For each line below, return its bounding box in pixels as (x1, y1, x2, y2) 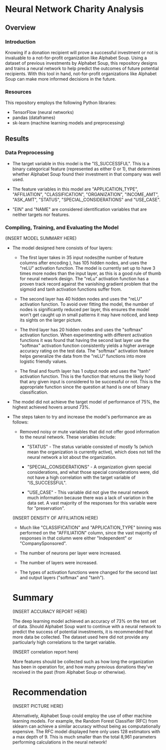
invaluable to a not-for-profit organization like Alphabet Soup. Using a (5, 55, 147, 61)
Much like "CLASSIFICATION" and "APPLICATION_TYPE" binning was (19, 525, 162, 531)
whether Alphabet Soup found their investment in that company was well (12, 171, 161, 177)
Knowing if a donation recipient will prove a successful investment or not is (5, 49, 159, 55)
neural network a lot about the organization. (27, 454, 116, 460)
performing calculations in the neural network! (12, 739, 107, 745)
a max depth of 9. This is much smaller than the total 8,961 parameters (12, 734, 157, 740)
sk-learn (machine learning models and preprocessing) (12, 120, 125, 126)
